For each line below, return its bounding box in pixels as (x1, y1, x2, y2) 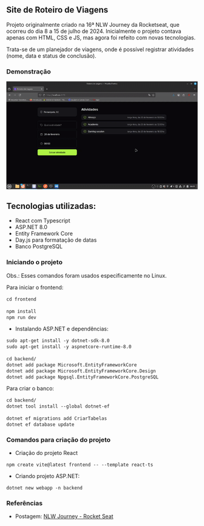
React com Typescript (15, 217, 70, 224)
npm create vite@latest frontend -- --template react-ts (6, 462, 154, 468)
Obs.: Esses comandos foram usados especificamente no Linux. (6, 272, 167, 279)
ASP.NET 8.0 (15, 224, 47, 231)
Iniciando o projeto (6, 258, 63, 267)
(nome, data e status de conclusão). (6, 52, 97, 60)
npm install (6, 308, 36, 315)
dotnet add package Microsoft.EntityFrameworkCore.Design (6, 367, 156, 374)
